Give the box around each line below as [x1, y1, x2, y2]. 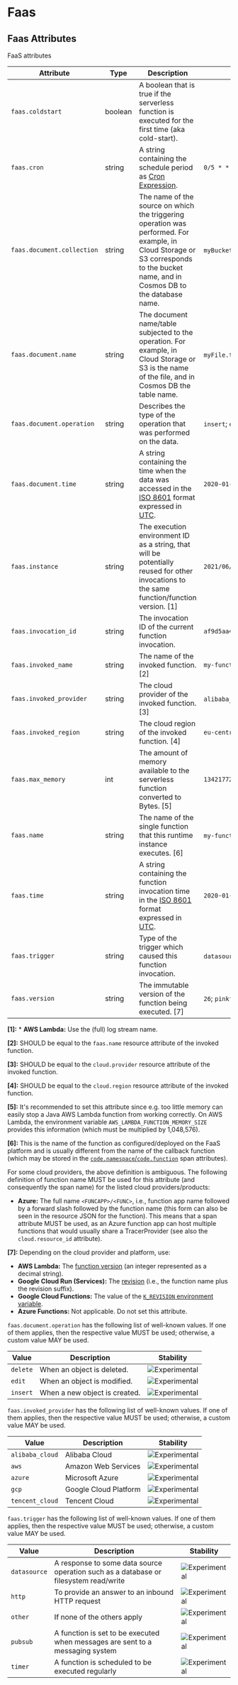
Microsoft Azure [64, 1473, 119, 1483]
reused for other [139, 566, 193, 575]
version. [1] [139, 602, 178, 611]
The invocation [139, 613, 189, 623]
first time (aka [139, 125, 186, 134]
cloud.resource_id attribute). [17, 1234, 103, 1242]
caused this [139, 951, 178, 961]
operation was [139, 219, 186, 228]
